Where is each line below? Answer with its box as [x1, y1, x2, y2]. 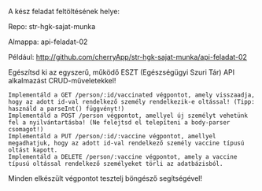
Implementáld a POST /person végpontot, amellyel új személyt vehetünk [8, 112, 248, 119]
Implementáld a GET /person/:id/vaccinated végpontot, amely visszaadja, [8, 91, 256, 99]
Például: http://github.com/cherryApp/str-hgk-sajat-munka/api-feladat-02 [8, 53, 248, 61]
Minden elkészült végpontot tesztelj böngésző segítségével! [8, 174, 203, 183]
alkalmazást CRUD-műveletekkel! [8, 76, 116, 85]
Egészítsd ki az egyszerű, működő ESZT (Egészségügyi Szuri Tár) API [8, 68, 235, 77]
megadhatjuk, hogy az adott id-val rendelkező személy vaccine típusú [8, 139, 245, 147]
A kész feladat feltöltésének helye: [8, 7, 120, 16]
